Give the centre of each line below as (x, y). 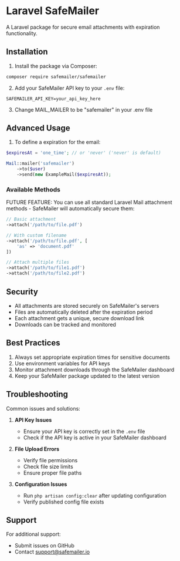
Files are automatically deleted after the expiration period (84, 312)
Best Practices (33, 343)
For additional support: (33, 534)
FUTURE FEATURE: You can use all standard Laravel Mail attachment (89, 202)
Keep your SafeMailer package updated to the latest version (87, 376)
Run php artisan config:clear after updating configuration (95, 495)
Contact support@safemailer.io (52, 552)
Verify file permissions (50, 460)
